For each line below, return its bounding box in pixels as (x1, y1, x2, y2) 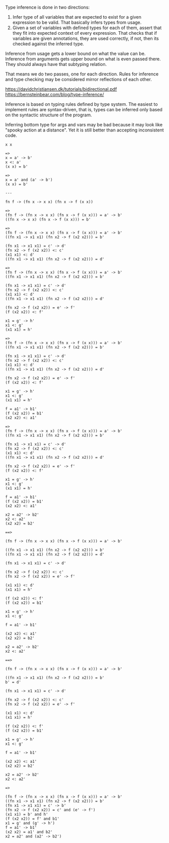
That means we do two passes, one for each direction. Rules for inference (5, 71, 159, 77)
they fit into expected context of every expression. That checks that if (12, 30, 157, 36)
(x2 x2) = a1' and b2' (5, 829, 53, 834)
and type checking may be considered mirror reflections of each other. (5, 77, 152, 82)
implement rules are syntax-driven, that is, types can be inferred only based (5, 107, 162, 112)
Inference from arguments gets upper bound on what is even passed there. (5, 56, 161, 62)
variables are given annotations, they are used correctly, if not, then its (12, 35, 159, 41)
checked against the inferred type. (12, 41, 84, 47)
